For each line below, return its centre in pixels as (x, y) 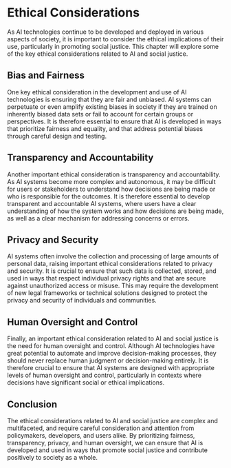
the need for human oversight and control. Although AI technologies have (111, 346)
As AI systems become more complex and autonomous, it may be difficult (112, 181)
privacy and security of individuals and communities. (82, 301)
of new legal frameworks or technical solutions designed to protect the (107, 293)
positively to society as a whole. (53, 457)
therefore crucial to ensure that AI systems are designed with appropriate (111, 368)
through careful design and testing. (57, 136)
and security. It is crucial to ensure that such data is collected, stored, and (112, 271)
